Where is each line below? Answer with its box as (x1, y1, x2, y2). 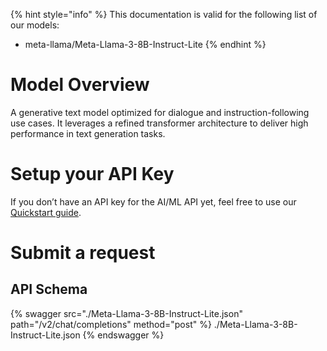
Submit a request (10, 242, 156, 264)
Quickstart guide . (10, 206, 82, 218)
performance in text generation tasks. (10, 127, 166, 139)
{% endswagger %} (82, 329, 165, 341)
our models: (10, 19, 60, 31)
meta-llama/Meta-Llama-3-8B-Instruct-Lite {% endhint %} (24, 39, 267, 50)
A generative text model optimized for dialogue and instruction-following (10, 106, 310, 118)
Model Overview (10, 74, 150, 96)
